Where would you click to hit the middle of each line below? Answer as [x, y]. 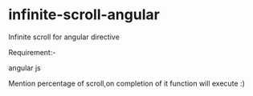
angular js [25, 68]
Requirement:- [32, 52]
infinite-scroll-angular [84, 15]
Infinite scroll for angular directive [64, 37]
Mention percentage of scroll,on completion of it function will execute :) [126, 83]
